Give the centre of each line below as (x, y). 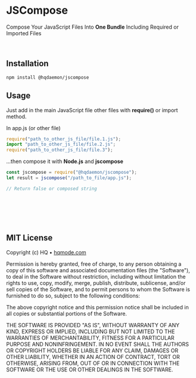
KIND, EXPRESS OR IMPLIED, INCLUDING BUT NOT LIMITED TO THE (91, 331)
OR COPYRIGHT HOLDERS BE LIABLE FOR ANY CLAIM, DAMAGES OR (92, 351)
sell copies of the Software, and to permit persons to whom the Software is (98, 289)
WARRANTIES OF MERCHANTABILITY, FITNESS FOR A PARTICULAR (90, 337)
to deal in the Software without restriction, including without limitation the (96, 276)
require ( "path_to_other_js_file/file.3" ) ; (60, 150)
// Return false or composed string (52, 189)
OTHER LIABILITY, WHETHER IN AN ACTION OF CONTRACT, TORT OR (93, 357)
